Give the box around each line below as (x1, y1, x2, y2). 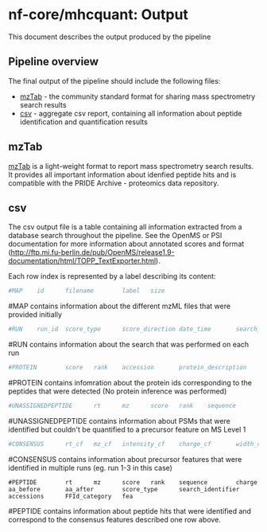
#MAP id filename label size (8, 287, 165, 295)
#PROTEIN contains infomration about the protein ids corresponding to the (8, 378, 253, 387)
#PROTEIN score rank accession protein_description (8, 364, 247, 372)
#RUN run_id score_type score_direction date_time (8, 325, 212, 334)
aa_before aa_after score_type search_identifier (8, 485, 240, 493)
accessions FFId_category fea (8, 492, 133, 500)
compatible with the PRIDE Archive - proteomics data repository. (8, 178, 219, 188)
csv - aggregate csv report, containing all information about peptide (19, 108, 242, 118)
